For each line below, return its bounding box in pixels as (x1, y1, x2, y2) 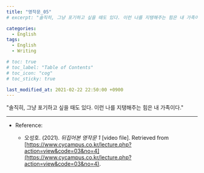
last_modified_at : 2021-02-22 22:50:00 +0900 (6, 86, 123, 93)
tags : (6, 37, 20, 43)
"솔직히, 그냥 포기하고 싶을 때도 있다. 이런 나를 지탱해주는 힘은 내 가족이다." (6, 104, 184, 111)
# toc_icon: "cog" (6, 70, 53, 76)
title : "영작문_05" (6, 8, 52, 15)
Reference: (15, 122, 43, 129)
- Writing (12, 48, 36, 54)
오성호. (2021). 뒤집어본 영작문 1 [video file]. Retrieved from (24, 134, 169, 142)
